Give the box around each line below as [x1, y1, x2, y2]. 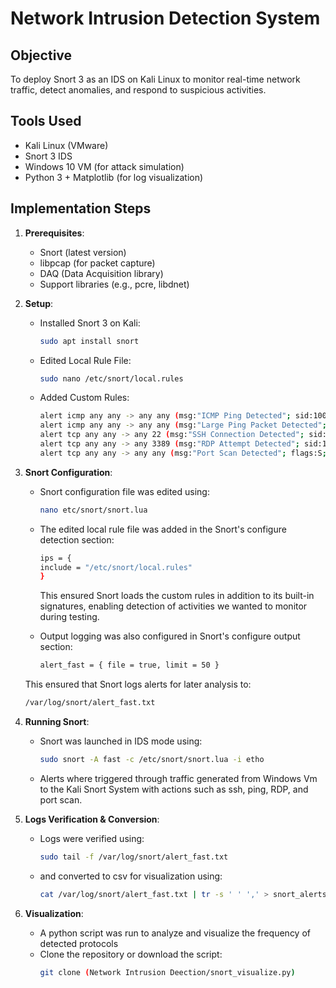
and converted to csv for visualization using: [39, 870, 223, 882]
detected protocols [39, 937, 119, 949]
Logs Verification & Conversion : [24, 813, 160, 825]
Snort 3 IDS [24, 150, 73, 162]
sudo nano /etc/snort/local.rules [39, 373, 184, 384]
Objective [10, 47, 73, 64]
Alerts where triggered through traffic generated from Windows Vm [39, 772, 318, 784]
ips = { [39, 553, 72, 563]
